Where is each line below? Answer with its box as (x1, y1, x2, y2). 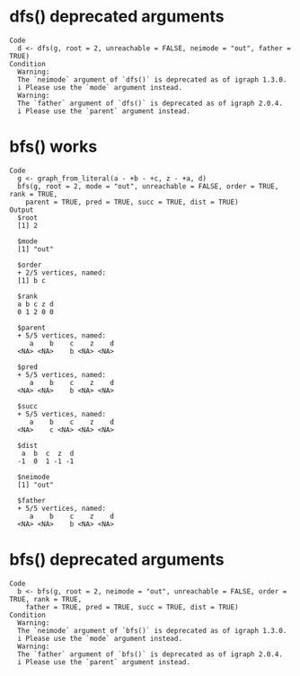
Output (9, 205, 34, 215)
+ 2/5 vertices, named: (17, 268, 106, 277)
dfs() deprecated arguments (9, 6, 225, 27)
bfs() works (9, 136, 98, 157)
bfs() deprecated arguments (9, 549, 225, 570)
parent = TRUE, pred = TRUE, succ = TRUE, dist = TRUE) (25, 198, 240, 206)
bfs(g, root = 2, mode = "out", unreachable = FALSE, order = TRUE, (17, 181, 279, 190)
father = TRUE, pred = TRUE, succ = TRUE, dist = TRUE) (25, 602, 240, 611)
